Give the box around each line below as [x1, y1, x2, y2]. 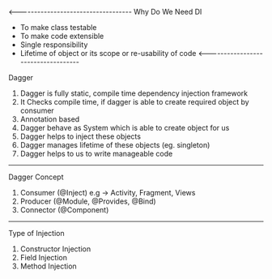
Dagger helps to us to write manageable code [19, 149, 173, 158]
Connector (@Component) [19, 205, 109, 214]
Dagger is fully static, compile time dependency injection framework [19, 88, 249, 98]
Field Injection [19, 253, 67, 262]
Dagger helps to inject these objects [19, 131, 142, 141]
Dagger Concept [8, 172, 64, 182]
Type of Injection [8, 229, 65, 238]
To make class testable [19, 23, 97, 32]
